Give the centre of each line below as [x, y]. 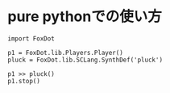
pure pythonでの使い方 [85, 17]
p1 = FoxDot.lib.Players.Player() [66, 53]
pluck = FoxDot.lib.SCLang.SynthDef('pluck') [85, 60]
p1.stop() [24, 81]
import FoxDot [31, 38]
